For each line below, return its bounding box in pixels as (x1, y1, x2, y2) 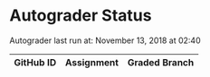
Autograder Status (9, 5, 152, 26)
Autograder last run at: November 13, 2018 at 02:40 (9, 35, 201, 46)
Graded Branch (127, 56, 195, 68)
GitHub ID (14, 56, 57, 68)
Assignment (64, 56, 119, 68)
